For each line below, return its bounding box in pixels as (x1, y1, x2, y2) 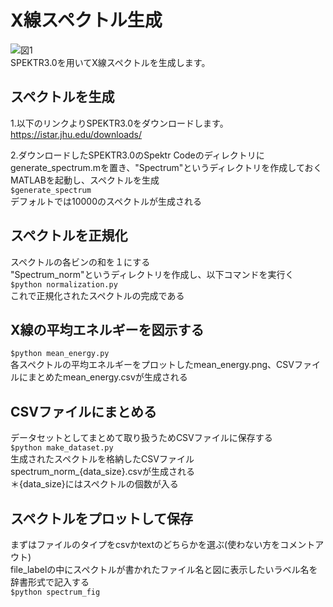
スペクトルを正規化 (10, 227, 128, 245)
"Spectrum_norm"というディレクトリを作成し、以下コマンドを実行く (10, 268, 295, 280)
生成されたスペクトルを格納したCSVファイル (10, 453, 195, 465)
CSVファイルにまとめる (10, 403, 157, 420)
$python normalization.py (10, 279, 118, 290)
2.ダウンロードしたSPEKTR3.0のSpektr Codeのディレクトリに (10, 149, 265, 161)
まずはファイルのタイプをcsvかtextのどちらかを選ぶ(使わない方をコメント (10, 539, 316, 550)
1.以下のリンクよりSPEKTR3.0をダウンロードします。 (10, 117, 229, 129)
